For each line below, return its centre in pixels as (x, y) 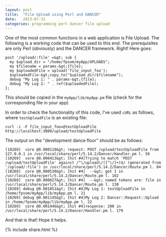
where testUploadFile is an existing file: (46, 118)
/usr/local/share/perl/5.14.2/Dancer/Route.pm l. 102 (62, 176)
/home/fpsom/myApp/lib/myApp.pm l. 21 (45, 193)
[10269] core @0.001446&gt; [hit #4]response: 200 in (63, 207)
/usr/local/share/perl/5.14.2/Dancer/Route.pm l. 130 (62, 185)
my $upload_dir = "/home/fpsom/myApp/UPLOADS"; (60, 62)
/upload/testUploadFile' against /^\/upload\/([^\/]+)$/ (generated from (83, 163)
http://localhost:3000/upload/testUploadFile (53, 131)
